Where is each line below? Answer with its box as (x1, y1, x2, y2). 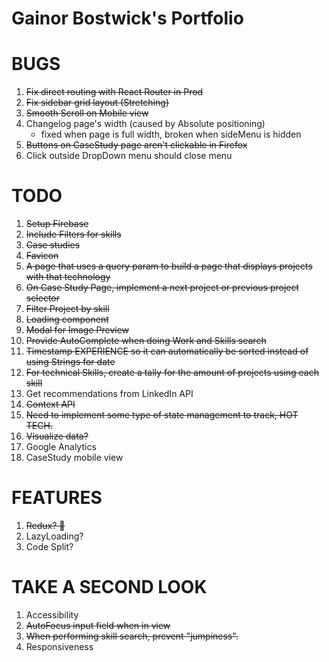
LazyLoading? (25, 530, 84, 542)
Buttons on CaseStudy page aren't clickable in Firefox (25, 139, 248, 151)
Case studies (25, 239, 81, 251)
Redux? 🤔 (25, 520, 66, 531)
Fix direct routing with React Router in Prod (25, 86, 204, 98)
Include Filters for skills (25, 228, 122, 241)
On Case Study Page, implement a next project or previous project (25, 282, 300, 294)
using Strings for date (25, 356, 116, 368)
